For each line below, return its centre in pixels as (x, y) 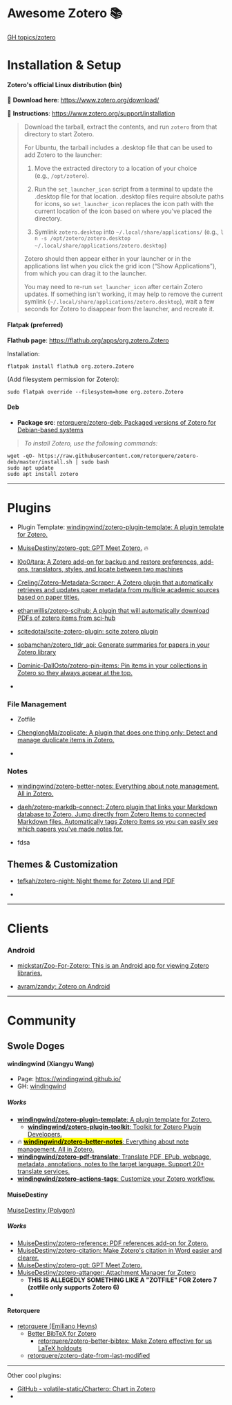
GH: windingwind (42, 1086)
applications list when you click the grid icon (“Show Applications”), (120, 266)
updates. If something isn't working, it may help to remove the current (123, 294)
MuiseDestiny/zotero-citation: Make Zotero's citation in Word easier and (119, 1251)
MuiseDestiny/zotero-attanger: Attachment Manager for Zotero (107, 1273)
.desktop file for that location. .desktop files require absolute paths (129, 196)
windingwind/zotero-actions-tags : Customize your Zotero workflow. (116, 1179)
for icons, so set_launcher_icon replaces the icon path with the (124, 204)
